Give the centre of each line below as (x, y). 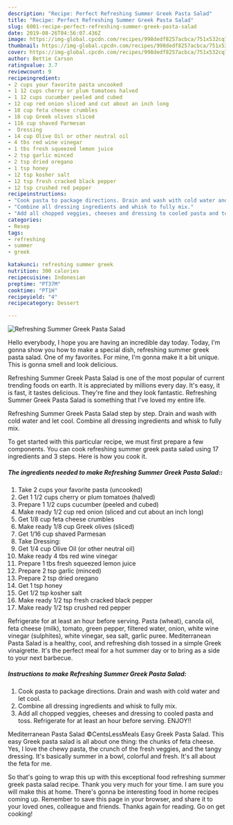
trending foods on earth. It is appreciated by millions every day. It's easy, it (114, 385)
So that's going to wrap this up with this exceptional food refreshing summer (117, 777)
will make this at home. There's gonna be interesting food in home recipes (113, 792)
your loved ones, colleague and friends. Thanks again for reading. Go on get (116, 807)
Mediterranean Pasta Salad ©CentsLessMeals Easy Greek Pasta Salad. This (116, 734)
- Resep (19, 226)
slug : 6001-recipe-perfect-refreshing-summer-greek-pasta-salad (102, 26)
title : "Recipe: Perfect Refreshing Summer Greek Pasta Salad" (101, 20)
